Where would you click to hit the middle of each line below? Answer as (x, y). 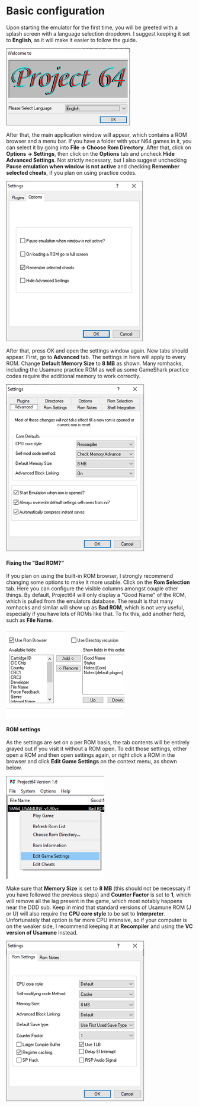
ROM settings (23, 729)
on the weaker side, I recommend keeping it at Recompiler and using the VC (99, 926)
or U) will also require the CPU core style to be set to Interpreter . (86, 914)
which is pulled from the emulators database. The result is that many (90, 601)
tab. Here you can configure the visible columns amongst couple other (92, 589)
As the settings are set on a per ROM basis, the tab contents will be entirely (98, 743)
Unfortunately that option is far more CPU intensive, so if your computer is (97, 920)
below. (14, 768)
